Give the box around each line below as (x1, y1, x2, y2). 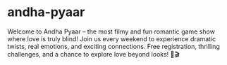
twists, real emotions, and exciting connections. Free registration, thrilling (7, 42, 220, 50)
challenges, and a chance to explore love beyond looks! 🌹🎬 (7, 50, 180, 58)
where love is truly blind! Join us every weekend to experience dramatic (7, 34, 216, 43)
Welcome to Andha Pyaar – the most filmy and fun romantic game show (7, 27, 215, 36)
